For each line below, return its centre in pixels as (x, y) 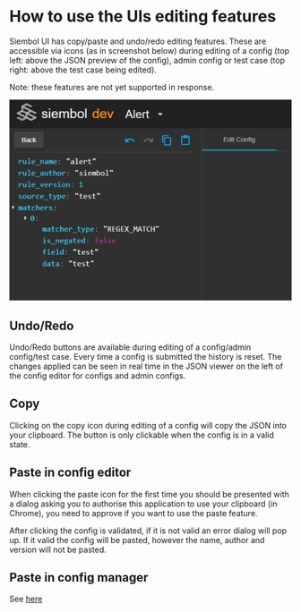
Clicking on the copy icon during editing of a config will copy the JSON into (148, 425)
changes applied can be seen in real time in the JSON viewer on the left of (146, 366)
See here (26, 599)
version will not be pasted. (58, 549)
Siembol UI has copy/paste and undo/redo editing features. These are (138, 41)
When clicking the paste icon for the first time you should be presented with (149, 494)
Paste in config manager (79, 578)
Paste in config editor (70, 473)
